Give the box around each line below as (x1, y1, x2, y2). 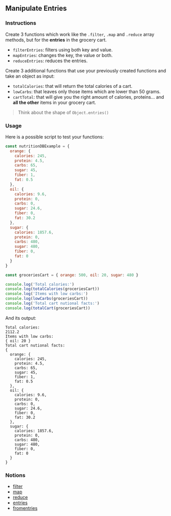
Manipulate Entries (5, 4, 67, 13)
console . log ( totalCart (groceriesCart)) (5, 305, 91, 310)
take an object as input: (5, 73, 55, 79)
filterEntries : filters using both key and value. (12, 46, 113, 53)
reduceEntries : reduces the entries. (12, 58, 88, 64)
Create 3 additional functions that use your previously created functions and (5, 67, 166, 73)
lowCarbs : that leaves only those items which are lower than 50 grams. (12, 88, 161, 95)
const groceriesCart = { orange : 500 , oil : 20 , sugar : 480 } (5, 272, 139, 278)
